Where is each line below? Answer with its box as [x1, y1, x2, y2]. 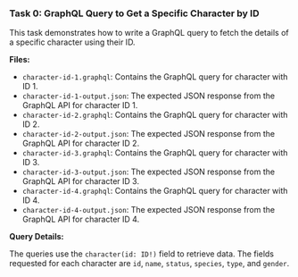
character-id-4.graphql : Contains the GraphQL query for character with [21, 186, 288, 197]
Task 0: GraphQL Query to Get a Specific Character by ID [9, 7, 260, 20]
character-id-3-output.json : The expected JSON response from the [21, 166, 275, 177]
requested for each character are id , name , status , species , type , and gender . [9, 258, 290, 269]
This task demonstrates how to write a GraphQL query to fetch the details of [9, 28, 289, 38]
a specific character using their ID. [9, 37, 136, 47]
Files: [9, 55, 30, 65]
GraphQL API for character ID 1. [21, 100, 138, 111]
